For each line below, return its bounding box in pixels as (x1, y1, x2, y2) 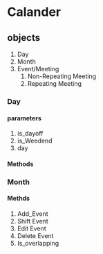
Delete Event (17, 231, 54, 239)
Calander (7, 4, 61, 20)
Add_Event (17, 209, 48, 218)
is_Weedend (17, 136, 53, 145)
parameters (7, 114, 41, 122)
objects (7, 32, 40, 44)
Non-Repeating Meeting (27, 72, 97, 80)
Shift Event (17, 217, 48, 225)
